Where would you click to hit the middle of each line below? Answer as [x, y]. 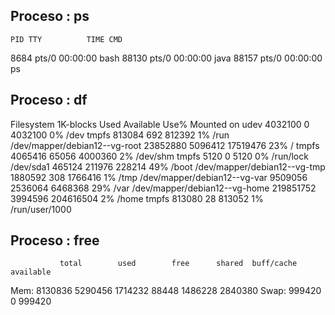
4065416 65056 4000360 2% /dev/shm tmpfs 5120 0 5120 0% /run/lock [159, 156]
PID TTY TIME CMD [66, 39]
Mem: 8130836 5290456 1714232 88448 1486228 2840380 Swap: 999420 [166, 291]
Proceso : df [49, 100]
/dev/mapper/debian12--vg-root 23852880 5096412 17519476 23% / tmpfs [165, 145]
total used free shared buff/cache [178, 264]
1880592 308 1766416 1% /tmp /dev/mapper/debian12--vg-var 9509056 [159, 177]
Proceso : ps [50, 16]
